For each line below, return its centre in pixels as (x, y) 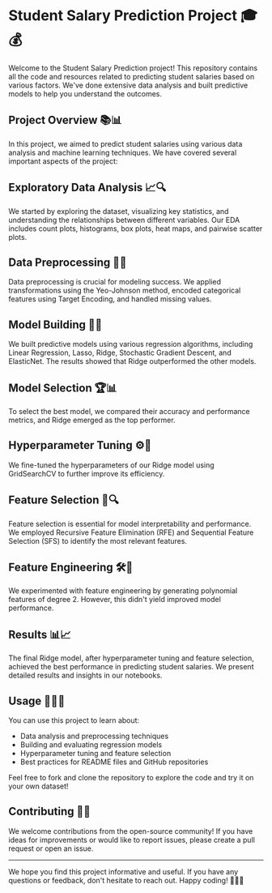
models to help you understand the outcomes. (85, 93)
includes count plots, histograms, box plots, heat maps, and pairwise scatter (136, 229)
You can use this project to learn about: (74, 720)
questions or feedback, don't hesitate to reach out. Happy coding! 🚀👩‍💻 (126, 880)
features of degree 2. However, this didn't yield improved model (115, 600)
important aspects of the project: (63, 161)
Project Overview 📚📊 (66, 120)
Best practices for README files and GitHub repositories (114, 762)
